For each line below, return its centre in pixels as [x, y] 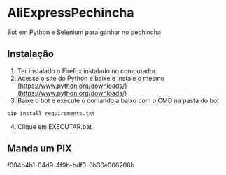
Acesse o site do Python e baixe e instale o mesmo [91, 78]
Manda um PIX [40, 149]
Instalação [31, 54]
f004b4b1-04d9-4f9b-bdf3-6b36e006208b [71, 165]
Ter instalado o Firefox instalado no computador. [87, 70]
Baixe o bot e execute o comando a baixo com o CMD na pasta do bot [118, 100]
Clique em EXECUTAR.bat [55, 126]
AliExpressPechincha [71, 13]
